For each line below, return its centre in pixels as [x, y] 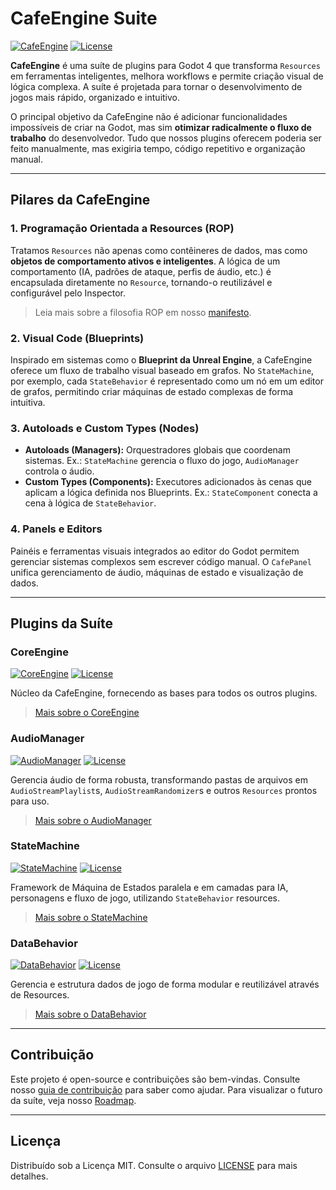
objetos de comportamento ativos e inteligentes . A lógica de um [145, 261]
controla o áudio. [59, 471]
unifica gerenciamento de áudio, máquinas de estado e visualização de [157, 572]
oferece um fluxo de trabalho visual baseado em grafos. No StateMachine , [162, 370]
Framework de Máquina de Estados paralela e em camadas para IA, [149, 887]
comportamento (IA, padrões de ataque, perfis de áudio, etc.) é [141, 271]
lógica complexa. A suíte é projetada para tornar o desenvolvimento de [156, 86]
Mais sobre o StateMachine [91, 917]
